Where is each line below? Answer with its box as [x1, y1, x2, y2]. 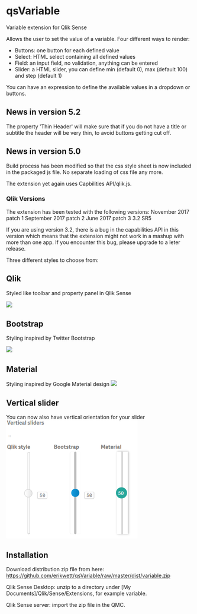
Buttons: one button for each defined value [14, 46, 120, 54]
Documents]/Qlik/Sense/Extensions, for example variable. [6, 590, 147, 597]
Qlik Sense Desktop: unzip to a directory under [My [6, 583, 131, 590]
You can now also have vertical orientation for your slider [6, 414, 145, 421]
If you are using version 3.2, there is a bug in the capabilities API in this [6, 226, 179, 233]
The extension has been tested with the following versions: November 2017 [6, 208, 189, 215]
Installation [6, 550, 49, 560]
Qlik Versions [6, 195, 46, 203]
